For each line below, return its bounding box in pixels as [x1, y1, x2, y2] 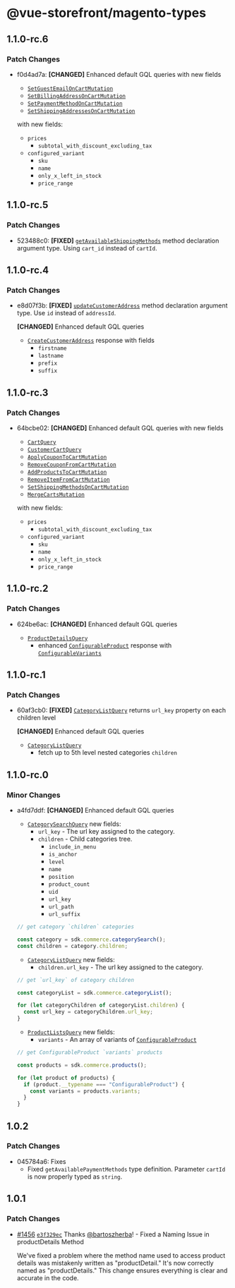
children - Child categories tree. [37, 834, 133, 843]
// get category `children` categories [16, 923, 135, 930]
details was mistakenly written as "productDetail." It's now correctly [16, 1258, 214, 1267]
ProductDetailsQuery [27, 635, 88, 642]
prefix [37, 360, 58, 367]
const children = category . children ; [16, 942, 128, 949]
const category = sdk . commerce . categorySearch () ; [16, 936, 167, 943]
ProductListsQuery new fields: [27, 1028, 115, 1036]
